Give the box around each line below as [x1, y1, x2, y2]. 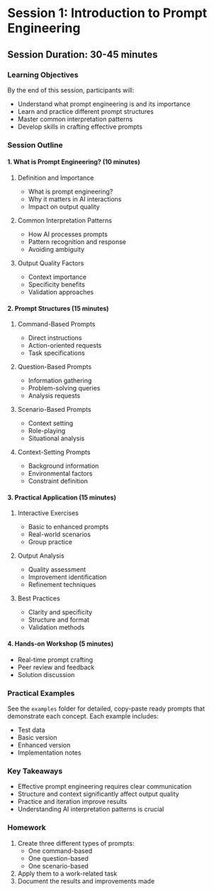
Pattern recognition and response [28, 238, 126, 246]
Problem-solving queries [28, 384, 101, 393]
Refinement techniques [28, 580, 96, 589]
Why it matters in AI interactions [28, 195, 122, 203]
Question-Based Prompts [17, 363, 92, 371]
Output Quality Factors [17, 259, 84, 267]
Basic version [17, 733, 58, 741]
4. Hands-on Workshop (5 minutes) [7, 639, 114, 648]
